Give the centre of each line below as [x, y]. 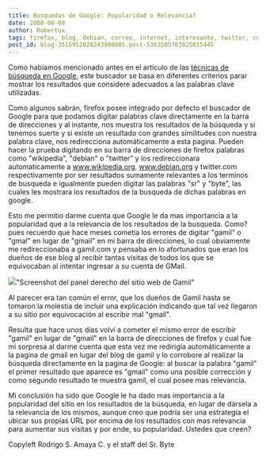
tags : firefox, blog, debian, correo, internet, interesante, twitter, [129, 38]
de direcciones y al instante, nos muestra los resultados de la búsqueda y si [132, 125]
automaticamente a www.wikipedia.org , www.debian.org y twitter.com [123, 167]
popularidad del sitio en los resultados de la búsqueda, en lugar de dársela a [133, 404]
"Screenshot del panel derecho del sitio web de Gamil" [106, 282]
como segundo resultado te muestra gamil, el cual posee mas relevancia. [127, 380]
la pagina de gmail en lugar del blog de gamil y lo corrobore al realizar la [126, 355]
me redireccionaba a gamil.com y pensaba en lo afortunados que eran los [129, 249]
